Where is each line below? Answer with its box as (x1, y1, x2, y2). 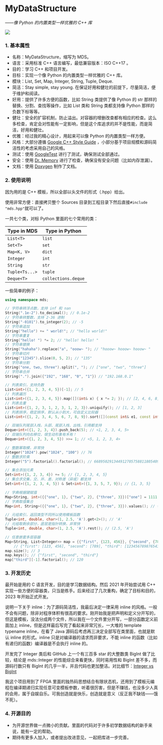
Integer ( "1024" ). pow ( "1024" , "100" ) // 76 (5, 450, 92, 455)
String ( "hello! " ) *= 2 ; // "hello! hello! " (5, 337, 98, 343)
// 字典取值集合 (5, 499, 33, 504)
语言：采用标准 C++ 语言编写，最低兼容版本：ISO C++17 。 (12, 60, 131, 66)
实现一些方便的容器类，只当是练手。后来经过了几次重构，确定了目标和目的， (5, 588, 158, 594)
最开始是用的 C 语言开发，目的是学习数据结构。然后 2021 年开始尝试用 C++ (5, 582, 156, 587)
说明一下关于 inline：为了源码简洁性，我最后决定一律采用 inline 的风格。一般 (5, 604, 158, 610)
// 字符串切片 (5, 351, 30, 356)
